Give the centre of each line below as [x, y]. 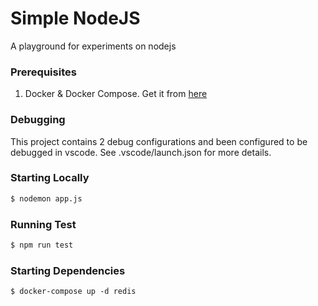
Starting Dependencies [68, 270]
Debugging [38, 120]
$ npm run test [42, 245]
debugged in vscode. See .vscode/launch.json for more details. [141, 152]
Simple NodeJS [75, 18]
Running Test [43, 224]
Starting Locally [50, 178]
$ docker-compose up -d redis [73, 292]
